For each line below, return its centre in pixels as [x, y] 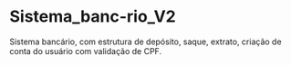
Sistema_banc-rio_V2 [93, 17]
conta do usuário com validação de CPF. [86, 51]
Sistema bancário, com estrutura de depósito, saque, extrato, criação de [145, 42]
